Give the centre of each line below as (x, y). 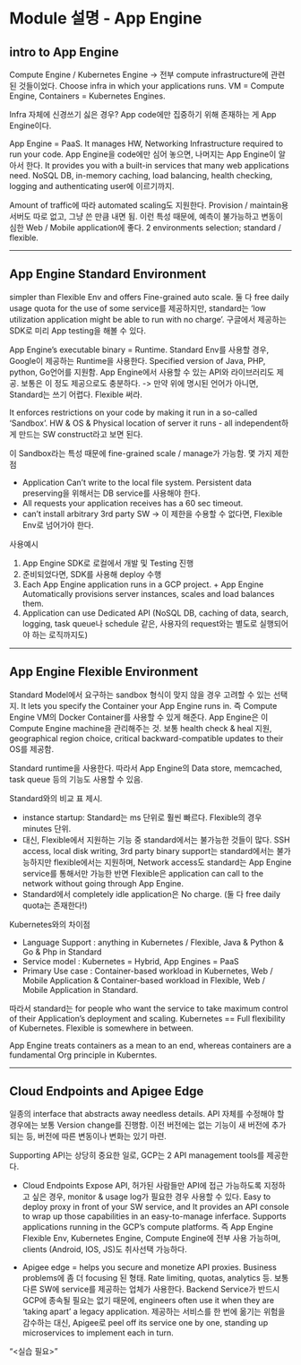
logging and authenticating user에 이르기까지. (92, 186)
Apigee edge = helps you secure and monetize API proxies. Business (150, 1267)
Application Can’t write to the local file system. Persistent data (137, 482)
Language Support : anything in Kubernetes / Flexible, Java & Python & (153, 942)
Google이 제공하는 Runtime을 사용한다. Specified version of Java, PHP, (138, 360)
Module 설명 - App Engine (106, 18)
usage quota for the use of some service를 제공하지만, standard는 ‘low (138, 308)
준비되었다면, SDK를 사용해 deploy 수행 (92, 574)
